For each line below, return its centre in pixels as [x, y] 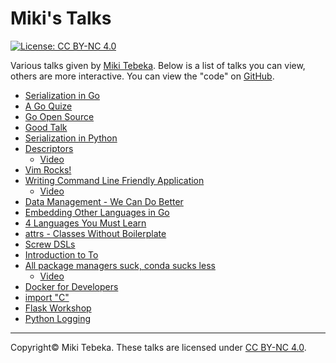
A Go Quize [48, 106]
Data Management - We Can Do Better [104, 201]
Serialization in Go [62, 95]
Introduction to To [61, 254]
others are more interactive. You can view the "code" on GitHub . [142, 76]
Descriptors [49, 148]
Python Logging [58, 318]
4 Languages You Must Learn [85, 223]
